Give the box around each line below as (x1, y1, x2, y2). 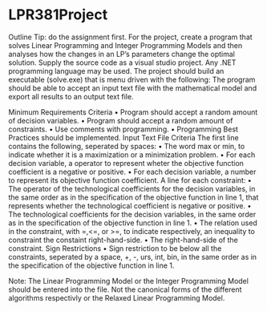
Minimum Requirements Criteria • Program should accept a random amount (8, 107, 258, 117)
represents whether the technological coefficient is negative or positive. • (8, 200, 252, 210)
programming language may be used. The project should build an (8, 66, 225, 75)
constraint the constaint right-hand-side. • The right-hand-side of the (8, 235, 239, 244)
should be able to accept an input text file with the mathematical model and (8, 83, 257, 93)
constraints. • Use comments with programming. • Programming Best (8, 124, 239, 134)
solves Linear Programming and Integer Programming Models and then (8, 40, 243, 50)
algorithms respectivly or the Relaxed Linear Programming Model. (8, 293, 225, 302)
